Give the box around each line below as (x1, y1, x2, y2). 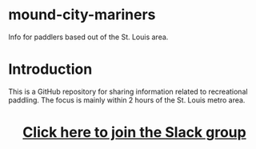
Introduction (8, 60, 93, 79)
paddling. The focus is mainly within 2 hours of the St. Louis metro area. (8, 95, 246, 105)
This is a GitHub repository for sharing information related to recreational (8, 87, 248, 96)
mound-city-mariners (8, 6, 156, 24)
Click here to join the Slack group (22, 123, 246, 142)
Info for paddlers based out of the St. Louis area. (8, 32, 169, 42)
